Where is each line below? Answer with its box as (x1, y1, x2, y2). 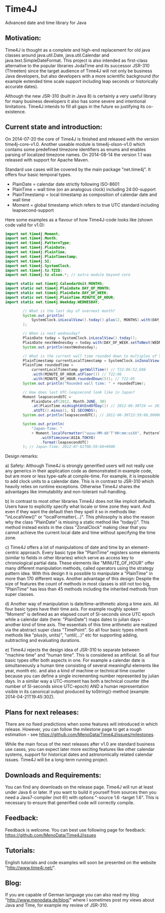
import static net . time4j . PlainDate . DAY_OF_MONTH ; (5, 286, 111, 291)
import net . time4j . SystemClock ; (5, 263, 71, 268)
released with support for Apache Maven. (5, 157, 89, 163)
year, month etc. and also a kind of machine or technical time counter (5, 668, 145, 674)
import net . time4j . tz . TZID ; (5, 268, 63, 273)
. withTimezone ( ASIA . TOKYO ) (40, 435, 96, 440)
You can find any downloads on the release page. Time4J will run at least (5, 784, 154, 790)
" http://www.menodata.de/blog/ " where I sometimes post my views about (5, 897, 155, 903)
